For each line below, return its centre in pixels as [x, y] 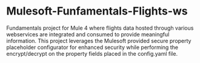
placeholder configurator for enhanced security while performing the [92, 47]
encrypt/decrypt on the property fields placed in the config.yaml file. [92, 53]
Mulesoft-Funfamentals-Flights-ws [97, 11]
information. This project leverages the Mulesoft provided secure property [99, 41]
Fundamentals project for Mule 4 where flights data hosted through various [100, 28]
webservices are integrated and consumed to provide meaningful [88, 34]
